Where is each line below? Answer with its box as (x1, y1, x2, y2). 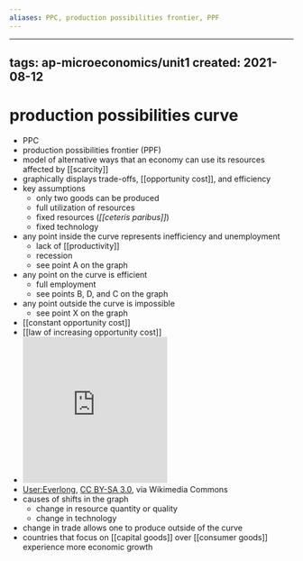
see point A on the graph (35, 259, 129, 271)
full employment (35, 279, 96, 290)
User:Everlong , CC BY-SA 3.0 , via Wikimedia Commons (22, 483, 228, 494)
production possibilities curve (9, 106, 239, 126)
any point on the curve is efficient (22, 269, 148, 280)
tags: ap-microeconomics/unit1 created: (9, 55, 242, 70)
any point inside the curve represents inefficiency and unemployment (22, 231, 281, 242)
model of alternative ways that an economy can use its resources (22, 154, 266, 165)
